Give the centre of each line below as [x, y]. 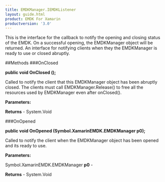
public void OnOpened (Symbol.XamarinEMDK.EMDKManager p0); [75, 131]
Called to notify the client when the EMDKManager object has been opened [82, 140]
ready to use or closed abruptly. [38, 53]
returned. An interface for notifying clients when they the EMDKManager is [81, 48]
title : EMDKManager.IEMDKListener [41, 10]
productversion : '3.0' [28, 23]
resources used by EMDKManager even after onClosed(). [63, 92]
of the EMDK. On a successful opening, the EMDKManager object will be [79, 43]
